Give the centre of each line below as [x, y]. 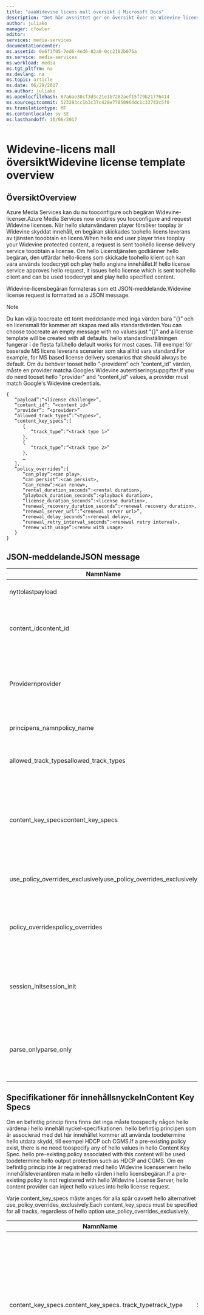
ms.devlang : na [25, 74]
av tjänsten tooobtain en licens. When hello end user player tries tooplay [96, 238]
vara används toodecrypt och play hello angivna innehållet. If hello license [98, 264]
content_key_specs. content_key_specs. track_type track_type [96, 1305]
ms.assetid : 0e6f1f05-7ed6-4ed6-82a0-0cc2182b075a [72, 52]
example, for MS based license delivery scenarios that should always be [97, 358]
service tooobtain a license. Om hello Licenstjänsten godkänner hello [93, 251]
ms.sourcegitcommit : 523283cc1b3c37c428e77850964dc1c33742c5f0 [88, 102]
